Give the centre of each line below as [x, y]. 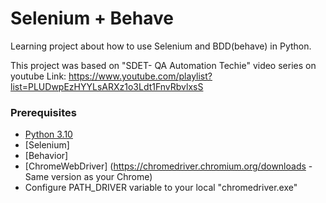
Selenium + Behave [92, 18]
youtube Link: [38, 76]
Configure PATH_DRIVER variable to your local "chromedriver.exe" [161, 188]
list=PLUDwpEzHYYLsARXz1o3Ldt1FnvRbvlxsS [107, 86]
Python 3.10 [48, 134]
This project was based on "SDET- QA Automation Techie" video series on [163, 65]
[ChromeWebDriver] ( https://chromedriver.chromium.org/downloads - [168, 166]
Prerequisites [43, 112]
